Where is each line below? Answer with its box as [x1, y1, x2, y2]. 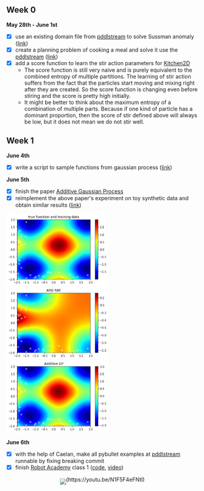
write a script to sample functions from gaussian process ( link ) [15, 164, 172, 171]
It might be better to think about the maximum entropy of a [24, 99, 172, 106]
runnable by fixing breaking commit [15, 458, 105, 465]
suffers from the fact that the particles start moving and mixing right [24, 79, 195, 86]
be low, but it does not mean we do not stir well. [24, 118, 144, 125]
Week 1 [6, 136, 34, 146]
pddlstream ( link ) [15, 53, 58, 60]
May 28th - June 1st [6, 21, 58, 28]
